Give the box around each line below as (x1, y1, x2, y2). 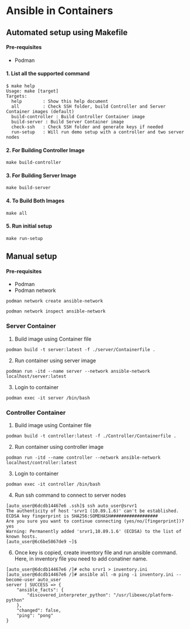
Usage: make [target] (6, 88, 59, 94)
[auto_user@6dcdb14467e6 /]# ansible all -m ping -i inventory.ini (6, 572, 174, 578)
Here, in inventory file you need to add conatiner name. (14, 555, 148, 562)
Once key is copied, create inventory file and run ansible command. (14, 549, 178, 556)
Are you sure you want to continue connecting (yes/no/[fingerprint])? (6, 518, 184, 524)
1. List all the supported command (6, 70, 90, 77)
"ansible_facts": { (16, 587, 64, 593)
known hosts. (6, 534, 38, 539)
